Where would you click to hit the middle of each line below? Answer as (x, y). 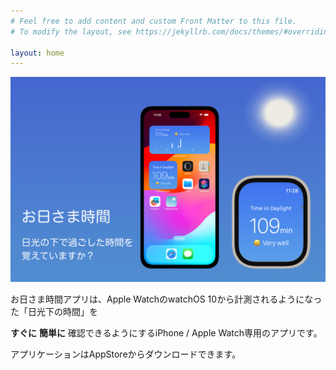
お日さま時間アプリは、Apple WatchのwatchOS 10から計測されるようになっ (166, 299)
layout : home (37, 53)
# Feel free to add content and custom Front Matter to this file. (154, 21)
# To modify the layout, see (71, 31)
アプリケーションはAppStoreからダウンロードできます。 (126, 354)
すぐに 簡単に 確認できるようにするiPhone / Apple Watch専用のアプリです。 (166, 333)
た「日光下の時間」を (54, 312)
